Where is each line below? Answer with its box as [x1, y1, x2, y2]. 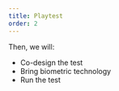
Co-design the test [19, 58, 83, 67]
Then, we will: [8, 41, 55, 51]
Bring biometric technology [19, 66, 112, 76]
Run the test [19, 75, 61, 84]
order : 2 [8, 19, 38, 28]
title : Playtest [8, 11, 63, 20]
